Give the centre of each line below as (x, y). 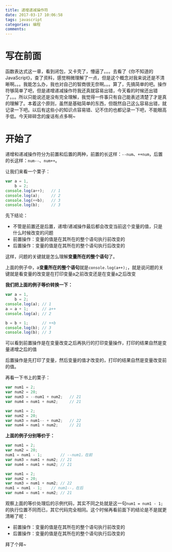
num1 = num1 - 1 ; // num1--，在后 (44, 488)
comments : (16, 29)
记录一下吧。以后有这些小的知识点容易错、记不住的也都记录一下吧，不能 (81, 110)
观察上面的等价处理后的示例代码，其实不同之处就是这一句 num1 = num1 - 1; (84, 503)
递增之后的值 (23, 349)
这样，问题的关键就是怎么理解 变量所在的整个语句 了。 (61, 257)
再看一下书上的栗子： (28, 377)
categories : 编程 (23, 24)
